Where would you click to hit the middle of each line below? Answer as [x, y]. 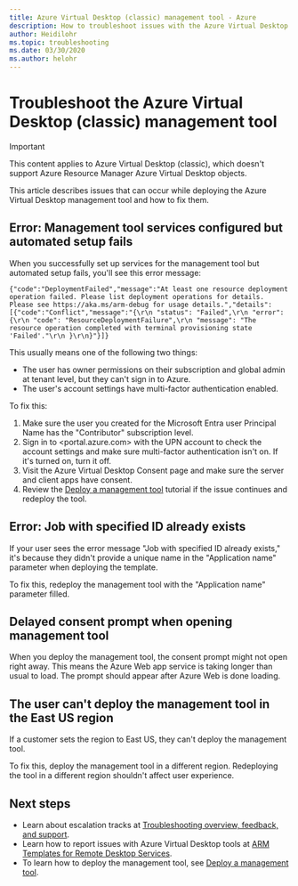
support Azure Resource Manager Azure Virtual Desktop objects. [128, 173]
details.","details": [233, 305]
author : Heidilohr [43, 34]
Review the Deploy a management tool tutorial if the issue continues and [154, 489]
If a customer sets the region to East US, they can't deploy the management [148, 739]
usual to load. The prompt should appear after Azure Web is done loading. [145, 676]
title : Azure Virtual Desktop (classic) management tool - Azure [133, 17]
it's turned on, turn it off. [67, 460]
